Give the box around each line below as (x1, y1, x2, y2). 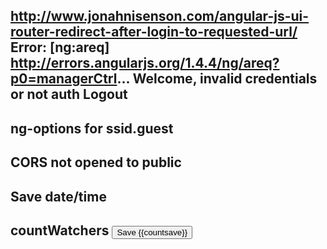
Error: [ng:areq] (10, 39, 110, 56)
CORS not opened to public (10, 154, 182, 171)
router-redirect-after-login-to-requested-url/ (10, 24, 298, 41)
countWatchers (10, 222, 110, 239)
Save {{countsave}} (116, 227, 188, 238)
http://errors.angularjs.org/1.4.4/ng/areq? (10, 55, 280, 72)
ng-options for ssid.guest (10, 120, 174, 137)
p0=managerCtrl (10, 70, 118, 88)
